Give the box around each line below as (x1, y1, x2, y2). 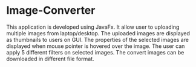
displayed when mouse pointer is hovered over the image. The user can (6, 42, 185, 50)
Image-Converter (6, 4, 96, 17)
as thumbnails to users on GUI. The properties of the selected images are (6, 36, 189, 43)
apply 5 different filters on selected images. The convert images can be (6, 48, 185, 56)
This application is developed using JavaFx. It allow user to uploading (6, 23, 180, 31)
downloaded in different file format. (6, 55, 95, 62)
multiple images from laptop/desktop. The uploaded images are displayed (6, 29, 191, 36)
